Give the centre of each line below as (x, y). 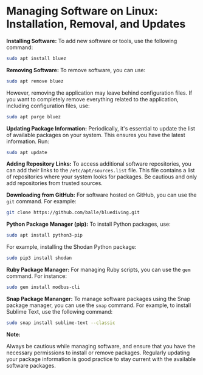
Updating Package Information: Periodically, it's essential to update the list (101, 128)
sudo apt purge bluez (34, 117)
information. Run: (28, 141)
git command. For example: (42, 201)
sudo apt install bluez (36, 58)
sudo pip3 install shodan (39, 258)
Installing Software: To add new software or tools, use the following (92, 41)
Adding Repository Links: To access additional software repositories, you (99, 164)
